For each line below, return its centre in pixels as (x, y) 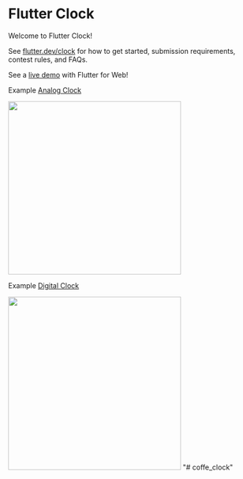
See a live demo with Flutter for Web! (68, 74)
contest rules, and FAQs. (48, 59)
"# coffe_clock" (208, 467)
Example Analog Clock (45, 90)
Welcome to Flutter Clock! (50, 36)
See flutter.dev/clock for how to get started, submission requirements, (122, 51)
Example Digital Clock (44, 285)
